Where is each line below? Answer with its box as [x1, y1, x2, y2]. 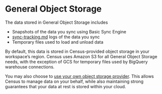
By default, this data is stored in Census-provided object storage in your [5, 48, 150, 54]
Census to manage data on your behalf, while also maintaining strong [5, 78, 144, 84]
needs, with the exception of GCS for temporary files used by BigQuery [5, 59, 148, 64]
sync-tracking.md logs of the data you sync [12, 34, 100, 40]
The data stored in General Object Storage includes [5, 19, 108, 25]
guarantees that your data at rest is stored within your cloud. [5, 83, 126, 89]
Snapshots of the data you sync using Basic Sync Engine [12, 29, 126, 34]
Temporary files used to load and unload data [12, 39, 104, 45]
